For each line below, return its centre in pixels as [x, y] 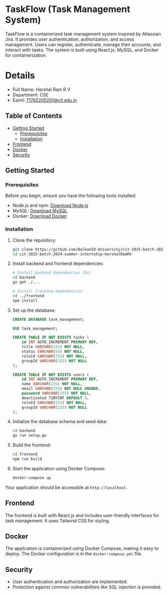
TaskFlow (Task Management [68, 9]
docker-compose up [32, 478]
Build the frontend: [32, 445]
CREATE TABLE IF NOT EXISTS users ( [51, 375]
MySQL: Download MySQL [40, 211]
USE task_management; [35, 328]
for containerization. [26, 55]
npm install [25, 301]
